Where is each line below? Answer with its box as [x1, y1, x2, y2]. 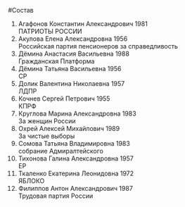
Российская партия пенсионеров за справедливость [18, 42, 179, 50]
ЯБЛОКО [18, 177, 45, 185]
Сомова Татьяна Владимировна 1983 [18, 139, 131, 147]
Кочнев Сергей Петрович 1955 [18, 94, 110, 103]
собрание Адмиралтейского [18, 147, 104, 155]
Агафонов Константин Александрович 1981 [18, 20, 148, 27]
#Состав [8, 6, 34, 14]
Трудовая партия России [18, 192, 94, 200]
